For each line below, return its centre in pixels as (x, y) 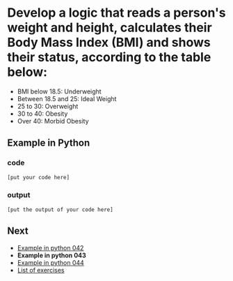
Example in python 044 (51, 262)
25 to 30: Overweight (48, 106)
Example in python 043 (52, 255)
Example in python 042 (50, 248)
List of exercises (41, 270)
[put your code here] (39, 177)
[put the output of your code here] (60, 210)
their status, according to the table (109, 58)
